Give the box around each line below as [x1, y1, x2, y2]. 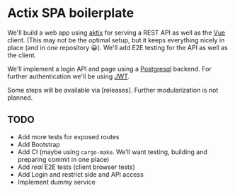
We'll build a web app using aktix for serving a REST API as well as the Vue [7, 28, 226, 37]
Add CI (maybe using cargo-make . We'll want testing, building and [17, 147, 207, 156]
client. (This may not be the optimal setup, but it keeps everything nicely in [7, 35, 225, 44]
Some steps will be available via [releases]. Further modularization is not [7, 86, 219, 94]
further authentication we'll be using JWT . [7, 72, 130, 81]
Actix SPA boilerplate [7, 5, 134, 21]
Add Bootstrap [17, 140, 60, 148]
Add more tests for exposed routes [17, 132, 120, 141]
